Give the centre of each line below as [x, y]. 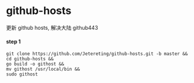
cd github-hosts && [30, 59]
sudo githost [22, 74]
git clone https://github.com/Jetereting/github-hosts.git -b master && [97, 54]
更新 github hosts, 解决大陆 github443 [52, 27]
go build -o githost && [35, 64]
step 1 [14, 41]
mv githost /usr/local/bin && [43, 69]
